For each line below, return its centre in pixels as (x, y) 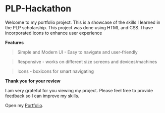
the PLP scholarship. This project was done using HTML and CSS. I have (79, 27)
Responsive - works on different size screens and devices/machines (87, 61)
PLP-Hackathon (38, 9)
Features (14, 42)
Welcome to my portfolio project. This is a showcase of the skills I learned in (83, 22)
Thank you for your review (33, 81)
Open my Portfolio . (24, 105)
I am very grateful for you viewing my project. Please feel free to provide (79, 90)
